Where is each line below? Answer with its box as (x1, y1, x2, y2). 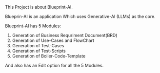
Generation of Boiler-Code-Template (12, 53, 86, 59)
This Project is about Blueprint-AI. (5, 4, 73, 10)
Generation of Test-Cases (12, 43, 64, 48)
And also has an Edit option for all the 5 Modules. (5, 63, 104, 68)
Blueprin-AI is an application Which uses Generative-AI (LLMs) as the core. (5, 14, 156, 19)
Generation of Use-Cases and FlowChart (12, 37, 94, 43)
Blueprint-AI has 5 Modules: (5, 23, 61, 29)
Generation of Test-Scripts (12, 48, 66, 54)
